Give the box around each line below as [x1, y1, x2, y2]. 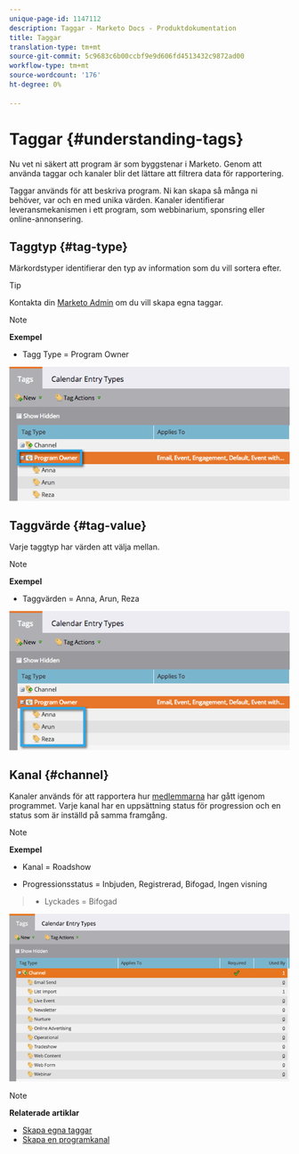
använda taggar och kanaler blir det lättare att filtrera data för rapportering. [9, 167, 285, 178]
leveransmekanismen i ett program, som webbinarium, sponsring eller [9, 204, 265, 215]
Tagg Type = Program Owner [21, 349, 129, 360]
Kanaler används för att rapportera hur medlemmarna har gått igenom [9, 791, 265, 801]
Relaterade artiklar [9, 1107, 80, 1117]
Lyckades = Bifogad [44, 896, 117, 907]
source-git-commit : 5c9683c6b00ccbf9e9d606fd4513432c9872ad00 [9, 52, 245, 61]
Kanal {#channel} [9, 767, 109, 783]
